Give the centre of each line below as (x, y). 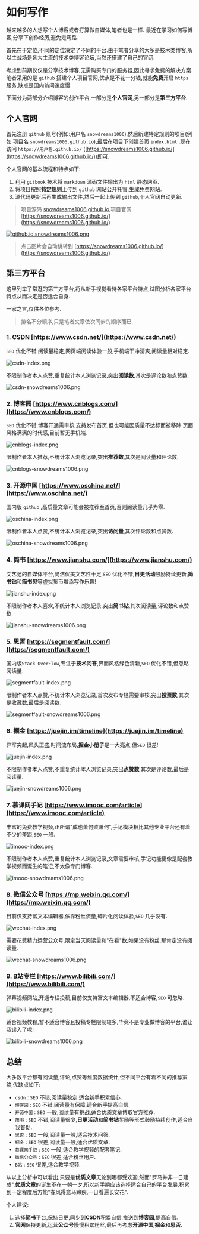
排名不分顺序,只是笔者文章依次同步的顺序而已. (77, 321)
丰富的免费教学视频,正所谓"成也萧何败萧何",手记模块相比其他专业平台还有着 (98, 826)
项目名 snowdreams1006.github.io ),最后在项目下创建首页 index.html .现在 (102, 141)
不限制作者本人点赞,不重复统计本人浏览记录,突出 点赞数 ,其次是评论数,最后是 (98, 769)
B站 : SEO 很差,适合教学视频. (48, 1165)
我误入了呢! (20, 1029)
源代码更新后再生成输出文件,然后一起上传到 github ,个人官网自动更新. (99, 196)
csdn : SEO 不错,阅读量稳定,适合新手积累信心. (68, 1097)
